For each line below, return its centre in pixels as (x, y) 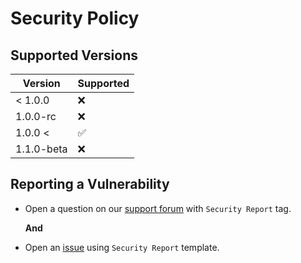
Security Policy (75, 18)
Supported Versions (74, 55)
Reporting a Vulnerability (90, 184)
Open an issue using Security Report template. (122, 247)
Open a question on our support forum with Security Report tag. (158, 208)
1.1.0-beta (41, 149)
